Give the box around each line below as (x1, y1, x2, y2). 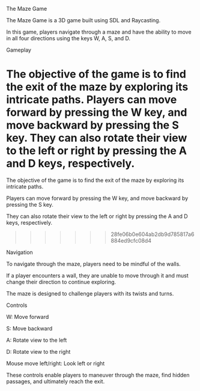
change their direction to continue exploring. (6, 278, 117, 285)
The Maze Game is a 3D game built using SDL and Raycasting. (6, 17, 161, 23)
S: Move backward (6, 324, 53, 332)
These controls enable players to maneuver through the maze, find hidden (6, 371, 190, 378)
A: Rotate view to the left (6, 336, 67, 344)
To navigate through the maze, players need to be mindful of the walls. (6, 260, 181, 267)
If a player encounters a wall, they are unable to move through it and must (6, 271, 189, 279)
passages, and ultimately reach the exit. (6, 378, 105, 385)
